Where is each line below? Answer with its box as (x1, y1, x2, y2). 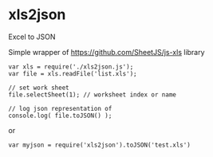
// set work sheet (8, 84, 69, 92)
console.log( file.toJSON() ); (8, 112, 112, 120)
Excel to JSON (8, 32, 56, 41)
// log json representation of (8, 104, 112, 112)
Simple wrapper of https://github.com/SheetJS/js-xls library (8, 47, 205, 57)
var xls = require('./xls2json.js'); (8, 62, 134, 71)
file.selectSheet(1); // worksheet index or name (8, 90, 177, 99)
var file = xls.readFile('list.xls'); (8, 69, 137, 77)
